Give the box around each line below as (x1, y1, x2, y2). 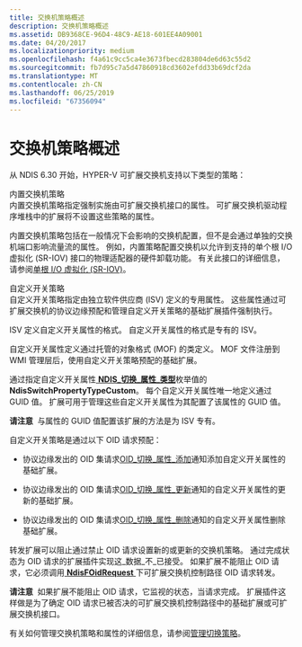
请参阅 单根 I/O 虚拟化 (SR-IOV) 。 (9, 264, 131, 275)
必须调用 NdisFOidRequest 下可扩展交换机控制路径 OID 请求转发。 (32, 567, 280, 578)
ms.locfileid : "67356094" (9, 96, 106, 106)
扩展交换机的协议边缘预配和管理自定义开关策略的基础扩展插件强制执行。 (9, 306, 277, 316)
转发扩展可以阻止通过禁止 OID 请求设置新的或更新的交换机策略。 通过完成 (9, 545, 282, 555)
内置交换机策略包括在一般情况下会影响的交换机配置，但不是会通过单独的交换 (9, 230, 293, 241)
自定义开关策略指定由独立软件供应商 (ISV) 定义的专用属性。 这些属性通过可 (9, 294, 287, 306)
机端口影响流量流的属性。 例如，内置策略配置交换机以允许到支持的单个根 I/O (9, 242, 293, 253)
